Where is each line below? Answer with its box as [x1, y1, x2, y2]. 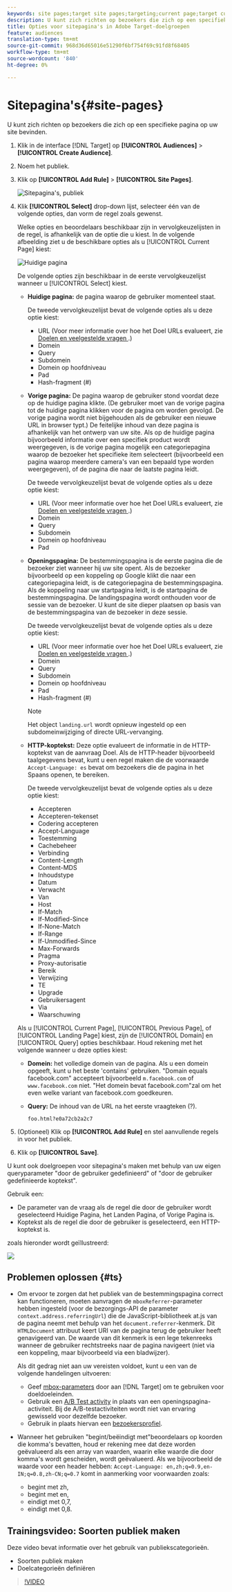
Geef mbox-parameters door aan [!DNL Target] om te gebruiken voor [27, 1382, 224, 1391]
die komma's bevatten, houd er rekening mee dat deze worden [17, 1440, 196, 1449]
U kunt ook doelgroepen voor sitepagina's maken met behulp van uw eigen [7, 1161, 221, 1169]
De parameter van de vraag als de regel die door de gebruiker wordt [17, 1203, 212, 1211]
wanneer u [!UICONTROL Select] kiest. [17, 279, 128, 287]
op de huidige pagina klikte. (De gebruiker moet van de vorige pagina [27, 398, 225, 407]
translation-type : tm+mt [7, 36, 79, 43]
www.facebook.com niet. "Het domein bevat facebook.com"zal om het [27, 1081, 222, 1089]
